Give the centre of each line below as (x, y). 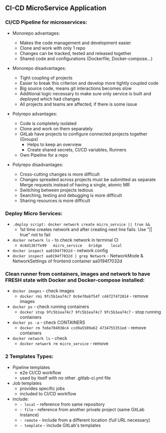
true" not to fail (35, 235)
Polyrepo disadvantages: (38, 164)
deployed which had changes (50, 99)
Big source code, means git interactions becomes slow (76, 88)
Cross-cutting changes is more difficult (60, 174)
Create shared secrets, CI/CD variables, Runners (77, 150)
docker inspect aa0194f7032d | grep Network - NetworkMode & (78, 255)
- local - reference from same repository (62, 404)
